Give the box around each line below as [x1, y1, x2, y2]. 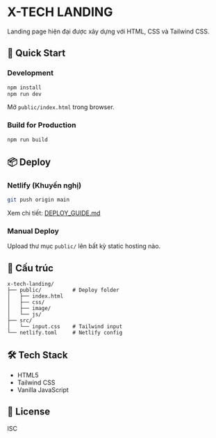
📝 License [7, 406, 51, 418]
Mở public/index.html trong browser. [7, 103, 115, 111]
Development [7, 68, 54, 78]
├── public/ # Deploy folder [7, 286, 119, 294]
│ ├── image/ [7, 305, 51, 312]
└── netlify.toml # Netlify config [7, 330, 123, 336]
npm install [7, 84, 42, 91]
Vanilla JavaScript [17, 386, 69, 394]
